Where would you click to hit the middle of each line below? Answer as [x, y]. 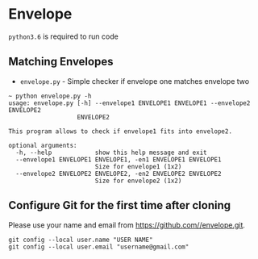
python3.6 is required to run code [63, 36]
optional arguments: [43, 145]
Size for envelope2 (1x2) [138, 181]
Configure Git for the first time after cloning [120, 205]
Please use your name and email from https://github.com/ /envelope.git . [127, 225]
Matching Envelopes [61, 62]
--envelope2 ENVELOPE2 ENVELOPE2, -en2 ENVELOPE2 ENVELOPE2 [119, 173]
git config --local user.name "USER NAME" [81, 240]
